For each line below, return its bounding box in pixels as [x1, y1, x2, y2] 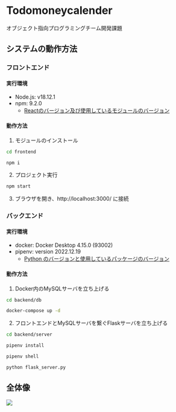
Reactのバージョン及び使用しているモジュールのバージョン [24, 107, 170, 114]
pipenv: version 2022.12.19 [14, 248, 81, 255]
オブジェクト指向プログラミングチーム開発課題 [6, 24, 122, 31]
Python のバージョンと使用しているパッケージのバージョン [24, 255, 170, 263]
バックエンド [6, 212, 44, 220]
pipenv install [6, 342, 45, 348]
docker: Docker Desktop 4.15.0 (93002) [14, 241, 113, 249]
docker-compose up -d [6, 308, 61, 314]
